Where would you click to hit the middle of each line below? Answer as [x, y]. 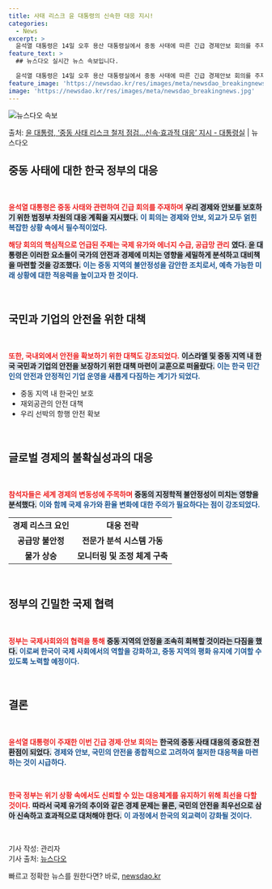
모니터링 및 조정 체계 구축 [122, 555]
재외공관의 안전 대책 [51, 404]
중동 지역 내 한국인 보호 [57, 394]
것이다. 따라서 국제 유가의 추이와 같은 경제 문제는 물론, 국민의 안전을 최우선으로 [131, 805]
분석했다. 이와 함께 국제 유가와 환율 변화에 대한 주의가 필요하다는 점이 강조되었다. [134, 504]
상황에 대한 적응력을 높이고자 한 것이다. [78, 275]
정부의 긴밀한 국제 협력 [62, 604]
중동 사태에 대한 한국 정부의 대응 [83, 170]
